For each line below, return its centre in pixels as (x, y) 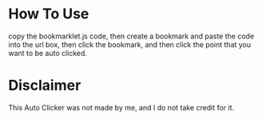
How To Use (49, 14)
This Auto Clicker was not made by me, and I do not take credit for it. (121, 107)
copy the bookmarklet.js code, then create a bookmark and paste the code (131, 36)
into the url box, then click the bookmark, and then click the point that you (130, 44)
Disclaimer (45, 86)
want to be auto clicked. (48, 53)
